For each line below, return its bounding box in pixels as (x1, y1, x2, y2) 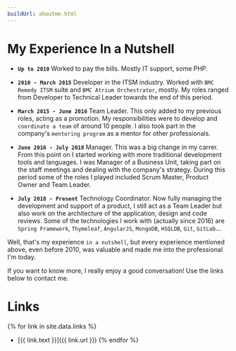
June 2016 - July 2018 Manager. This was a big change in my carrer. (17, 143, 218, 151)
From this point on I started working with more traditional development (17, 150, 222, 159)
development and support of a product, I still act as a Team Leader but (17, 201, 223, 210)
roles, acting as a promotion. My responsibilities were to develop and (17, 114, 218, 122)
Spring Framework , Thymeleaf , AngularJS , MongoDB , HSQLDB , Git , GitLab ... (17, 224, 221, 232)
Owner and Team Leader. (17, 180, 92, 189)
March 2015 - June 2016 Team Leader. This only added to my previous (17, 107, 222, 115)
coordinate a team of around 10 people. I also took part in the (17, 121, 196, 130)
